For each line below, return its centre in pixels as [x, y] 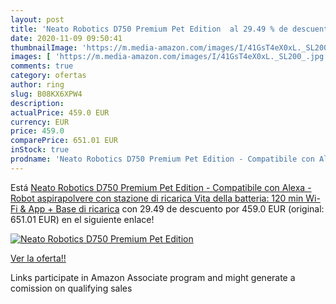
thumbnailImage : [44, 47]
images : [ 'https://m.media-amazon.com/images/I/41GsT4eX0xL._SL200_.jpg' [169, 57]
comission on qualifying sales [71, 288]
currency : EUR [40, 122]
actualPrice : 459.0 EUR [60, 112]
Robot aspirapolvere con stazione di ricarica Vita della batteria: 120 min [157, 198]
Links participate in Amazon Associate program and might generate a [153, 277]
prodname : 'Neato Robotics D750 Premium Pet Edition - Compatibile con [162, 159]
